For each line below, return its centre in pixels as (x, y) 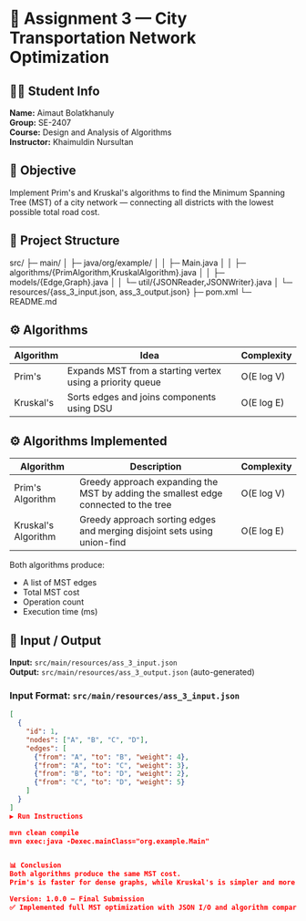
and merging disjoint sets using (146, 531)
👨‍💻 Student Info (55, 91)
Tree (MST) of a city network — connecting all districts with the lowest (142, 202)
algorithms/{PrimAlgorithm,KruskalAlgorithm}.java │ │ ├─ (117, 272)
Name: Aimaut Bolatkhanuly (62, 113)
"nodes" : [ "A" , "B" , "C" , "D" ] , (87, 740)
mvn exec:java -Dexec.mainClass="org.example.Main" (109, 841)
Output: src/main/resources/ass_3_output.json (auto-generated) (132, 672)
